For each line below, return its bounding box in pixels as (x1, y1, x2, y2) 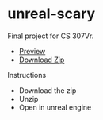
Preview (18, 46, 46, 56)
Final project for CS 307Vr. (7, 31, 94, 41)
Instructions (7, 70, 47, 79)
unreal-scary (7, 5, 96, 23)
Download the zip (18, 85, 77, 95)
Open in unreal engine (18, 103, 92, 112)
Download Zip (18, 55, 65, 64)
